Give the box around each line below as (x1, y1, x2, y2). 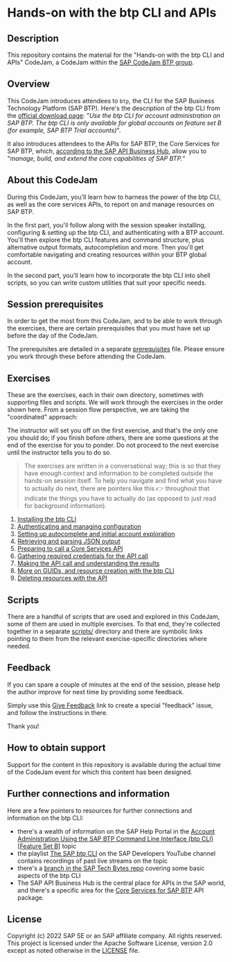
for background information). (24, 502, 107, 510)
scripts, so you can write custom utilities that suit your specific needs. (7, 279, 206, 287)
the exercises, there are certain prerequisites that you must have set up (7, 324, 211, 333)
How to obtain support (7, 742, 106, 754)
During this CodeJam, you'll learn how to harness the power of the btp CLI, (7, 193, 222, 201)
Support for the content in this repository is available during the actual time (7, 760, 221, 768)
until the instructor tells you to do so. (7, 448, 112, 457)
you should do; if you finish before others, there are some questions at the (7, 434, 220, 442)
